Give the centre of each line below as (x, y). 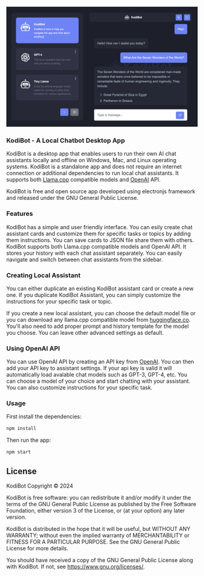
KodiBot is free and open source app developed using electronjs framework (101, 191)
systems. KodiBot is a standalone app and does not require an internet (94, 167)
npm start (19, 452)
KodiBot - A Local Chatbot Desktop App (66, 140)
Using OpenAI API (33, 348)
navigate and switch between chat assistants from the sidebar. (84, 259)
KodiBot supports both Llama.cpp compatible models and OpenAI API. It (96, 246)
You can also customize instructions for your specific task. (80, 388)
